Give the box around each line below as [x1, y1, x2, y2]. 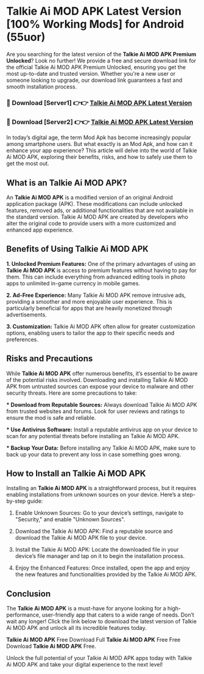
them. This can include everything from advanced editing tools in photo [6, 273, 186, 280]
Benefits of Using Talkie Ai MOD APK [6, 244, 149, 254]
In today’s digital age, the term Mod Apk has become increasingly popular [6, 134, 191, 141]
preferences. [6, 335, 38, 343]
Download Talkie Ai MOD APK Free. [6, 643, 96, 650]
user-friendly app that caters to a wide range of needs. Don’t [41, 611, 195, 618]
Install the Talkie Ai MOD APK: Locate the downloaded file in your [15, 546, 179, 554]
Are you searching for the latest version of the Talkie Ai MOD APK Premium [6, 50, 197, 57]
